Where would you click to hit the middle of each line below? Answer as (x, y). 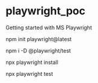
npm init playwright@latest (39, 39)
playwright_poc (45, 11)
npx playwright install (32, 62)
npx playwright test (29, 73)
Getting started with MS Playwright (49, 27)
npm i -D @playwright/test (38, 50)
